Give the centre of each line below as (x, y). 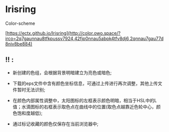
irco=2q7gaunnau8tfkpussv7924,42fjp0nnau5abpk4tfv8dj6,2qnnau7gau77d (84, 38)
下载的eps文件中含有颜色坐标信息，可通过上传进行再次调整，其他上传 (85, 83)
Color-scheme (20, 23)
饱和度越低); (30, 113)
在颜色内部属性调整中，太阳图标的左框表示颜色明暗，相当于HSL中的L (85, 100)
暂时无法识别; (31, 90)
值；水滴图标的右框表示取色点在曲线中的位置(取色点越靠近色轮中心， (84, 107)
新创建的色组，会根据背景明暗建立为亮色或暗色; (62, 72)
